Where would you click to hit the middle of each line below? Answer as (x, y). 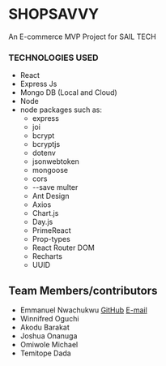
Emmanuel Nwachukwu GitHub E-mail (83, 310)
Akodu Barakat (45, 327)
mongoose (50, 170)
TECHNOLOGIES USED (53, 58)
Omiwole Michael (49, 345)
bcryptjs (46, 144)
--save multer (55, 187)
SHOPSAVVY (54, 14)
